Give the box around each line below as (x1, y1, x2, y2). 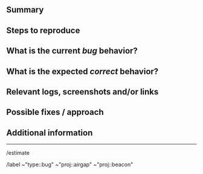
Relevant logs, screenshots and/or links (6, 87, 159, 97)
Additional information (6, 128, 93, 138)
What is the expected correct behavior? (6, 66, 159, 76)
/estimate (6, 149, 30, 157)
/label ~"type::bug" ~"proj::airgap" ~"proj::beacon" (6, 161, 134, 168)
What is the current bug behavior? (6, 46, 138, 56)
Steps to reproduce (6, 25, 80, 36)
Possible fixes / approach (6, 107, 104, 117)
